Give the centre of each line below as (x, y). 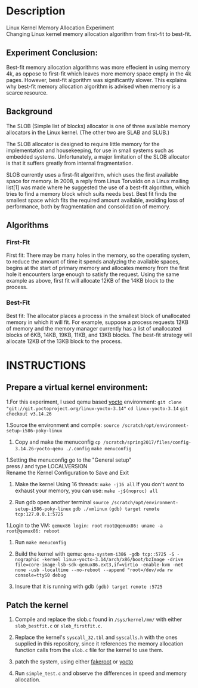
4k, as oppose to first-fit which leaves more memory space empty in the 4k (99, 74)
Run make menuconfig (41, 542)
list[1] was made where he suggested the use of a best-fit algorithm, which (98, 187)
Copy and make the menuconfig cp (58, 442)
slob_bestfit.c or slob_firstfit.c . (58, 626)
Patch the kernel (37, 605)
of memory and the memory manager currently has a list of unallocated (94, 328)
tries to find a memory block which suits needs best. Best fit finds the (92, 193)
